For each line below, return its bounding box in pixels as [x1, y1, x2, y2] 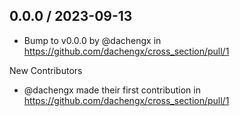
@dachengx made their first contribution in [23, 84, 201, 96]
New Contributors [9, 64, 83, 76]
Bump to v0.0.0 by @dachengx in [23, 34, 162, 46]
